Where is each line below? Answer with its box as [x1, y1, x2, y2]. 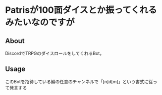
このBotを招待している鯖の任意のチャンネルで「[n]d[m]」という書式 [5, 78, 145, 84]
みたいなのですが [5, 17, 75, 28]
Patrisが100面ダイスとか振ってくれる [5, 4, 157, 16]
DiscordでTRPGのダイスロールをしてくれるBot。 [5, 50, 105, 56]
